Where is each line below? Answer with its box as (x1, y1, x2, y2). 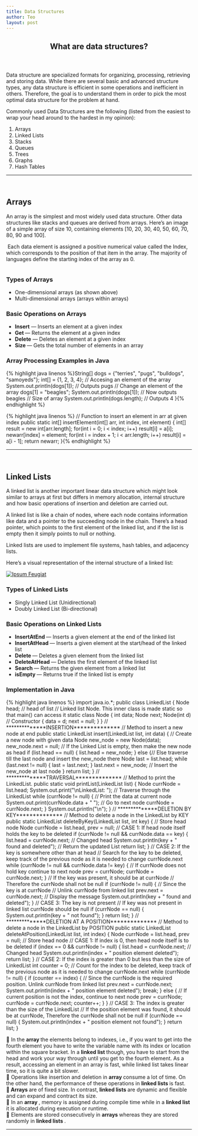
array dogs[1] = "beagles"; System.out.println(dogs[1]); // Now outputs (6, 388, 177, 396)
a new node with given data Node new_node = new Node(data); (6, 736, 161, 743)
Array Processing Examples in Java (6, 357, 110, 365)
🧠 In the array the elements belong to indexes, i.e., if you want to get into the (6, 1036, 192, 1043)
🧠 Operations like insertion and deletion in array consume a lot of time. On (6, 1074, 186, 1081)
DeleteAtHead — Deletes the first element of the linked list (14, 658, 157, 665)
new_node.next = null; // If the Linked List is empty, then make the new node (6, 743, 192, 750)
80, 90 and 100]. (6, 231, 46, 239)
